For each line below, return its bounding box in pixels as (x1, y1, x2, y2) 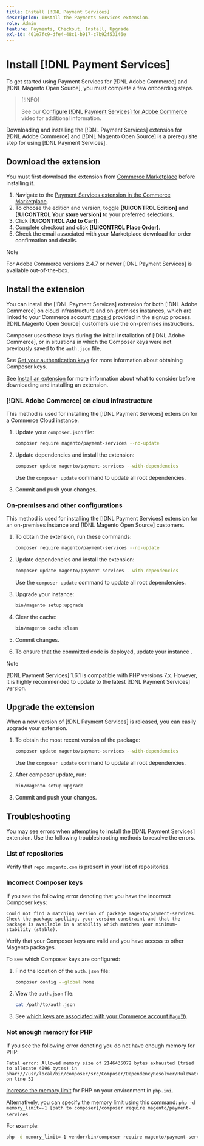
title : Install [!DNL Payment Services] (6, 9, 110, 15)
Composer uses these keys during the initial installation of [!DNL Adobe (6, 331, 185, 339)
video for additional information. (21, 114, 101, 122)
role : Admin (6, 20, 36, 26)
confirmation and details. (15, 236, 78, 244)
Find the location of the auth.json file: (15, 967, 110, 974)
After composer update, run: (15, 771, 87, 778)
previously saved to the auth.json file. (6, 345, 101, 352)
